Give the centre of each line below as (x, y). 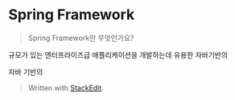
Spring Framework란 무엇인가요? (81, 38)
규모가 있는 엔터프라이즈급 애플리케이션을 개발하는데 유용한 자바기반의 (118, 54)
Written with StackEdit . (66, 88)
